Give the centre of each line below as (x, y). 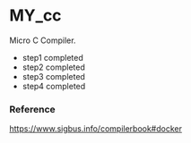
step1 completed (52, 57)
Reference (32, 109)
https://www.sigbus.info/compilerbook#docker (95, 129)
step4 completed (54, 86)
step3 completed (53, 76)
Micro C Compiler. (43, 40)
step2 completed (53, 67)
